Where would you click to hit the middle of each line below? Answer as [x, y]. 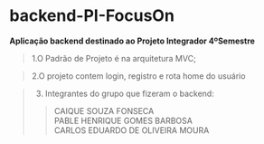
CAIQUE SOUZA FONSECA [104, 110]
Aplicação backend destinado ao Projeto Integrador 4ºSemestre [132, 41]
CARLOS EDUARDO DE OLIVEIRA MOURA [132, 130]
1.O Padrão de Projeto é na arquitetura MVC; [113, 58]
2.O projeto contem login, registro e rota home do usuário [138, 76]
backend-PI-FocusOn [92, 16]
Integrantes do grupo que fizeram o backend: [129, 93]
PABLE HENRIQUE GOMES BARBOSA [123, 120]
